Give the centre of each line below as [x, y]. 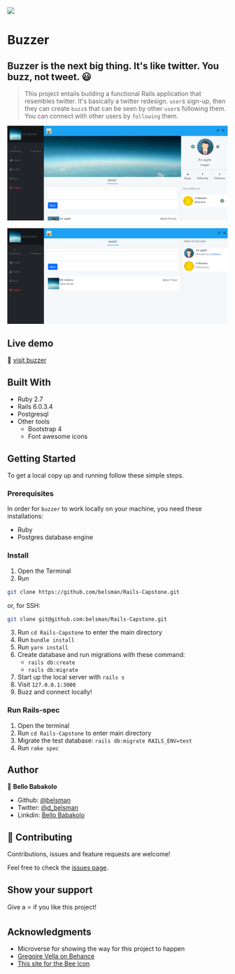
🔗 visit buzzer [27, 360]
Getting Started [42, 458]
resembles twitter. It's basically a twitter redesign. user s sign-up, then [125, 101]
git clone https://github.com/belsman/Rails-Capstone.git [93, 592]
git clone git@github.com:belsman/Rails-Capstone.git [87, 619]
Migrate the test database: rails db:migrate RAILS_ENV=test [105, 740]
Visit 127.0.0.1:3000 [47, 684]
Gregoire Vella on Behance [56, 956]
